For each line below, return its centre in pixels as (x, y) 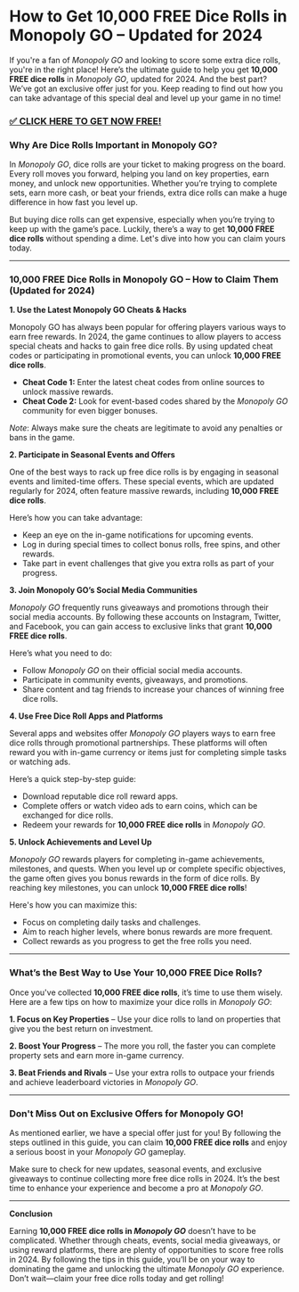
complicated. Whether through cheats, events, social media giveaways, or (145, 1240)
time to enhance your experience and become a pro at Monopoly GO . (137, 1189)
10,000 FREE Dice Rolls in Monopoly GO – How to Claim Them (144, 280)
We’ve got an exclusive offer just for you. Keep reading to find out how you (146, 88)
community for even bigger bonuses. (90, 411)
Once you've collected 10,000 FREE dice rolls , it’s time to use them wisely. (146, 992)
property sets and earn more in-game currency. (97, 1055)
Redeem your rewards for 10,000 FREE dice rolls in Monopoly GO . (144, 825)
